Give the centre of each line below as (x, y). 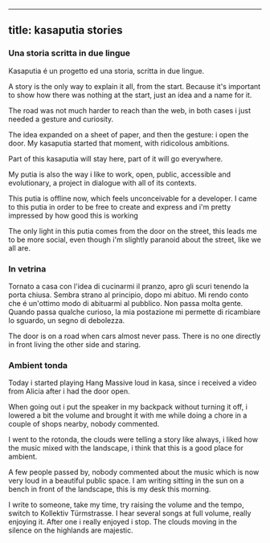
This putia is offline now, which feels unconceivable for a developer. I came (133, 198)
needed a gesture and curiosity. (61, 119)
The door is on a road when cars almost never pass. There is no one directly (135, 336)
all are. (19, 248)
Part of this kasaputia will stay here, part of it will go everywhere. (116, 158)
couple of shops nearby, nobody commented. (84, 424)
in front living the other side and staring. (75, 344)
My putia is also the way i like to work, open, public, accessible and (120, 174)
